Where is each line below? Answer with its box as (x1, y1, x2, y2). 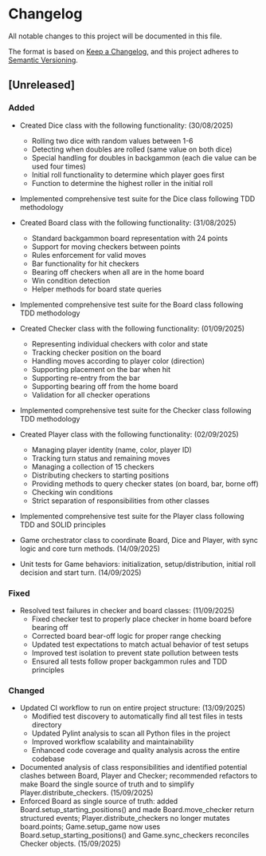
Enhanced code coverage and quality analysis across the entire (31, 746, 241, 755)
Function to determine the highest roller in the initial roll (31, 178, 213, 188)
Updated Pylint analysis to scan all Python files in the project (31, 728, 231, 739)
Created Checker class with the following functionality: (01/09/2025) (19, 323, 245, 333)
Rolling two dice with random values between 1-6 (31, 136, 194, 145)
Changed (8, 684, 45, 695)
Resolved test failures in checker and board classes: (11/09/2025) (19, 605, 235, 615)
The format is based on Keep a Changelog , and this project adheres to (8, 46, 239, 56)
